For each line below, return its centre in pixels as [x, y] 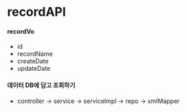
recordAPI [37, 12]
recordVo [21, 31]
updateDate [34, 69]
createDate [33, 61]
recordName [35, 54]
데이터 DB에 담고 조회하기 [41, 85]
